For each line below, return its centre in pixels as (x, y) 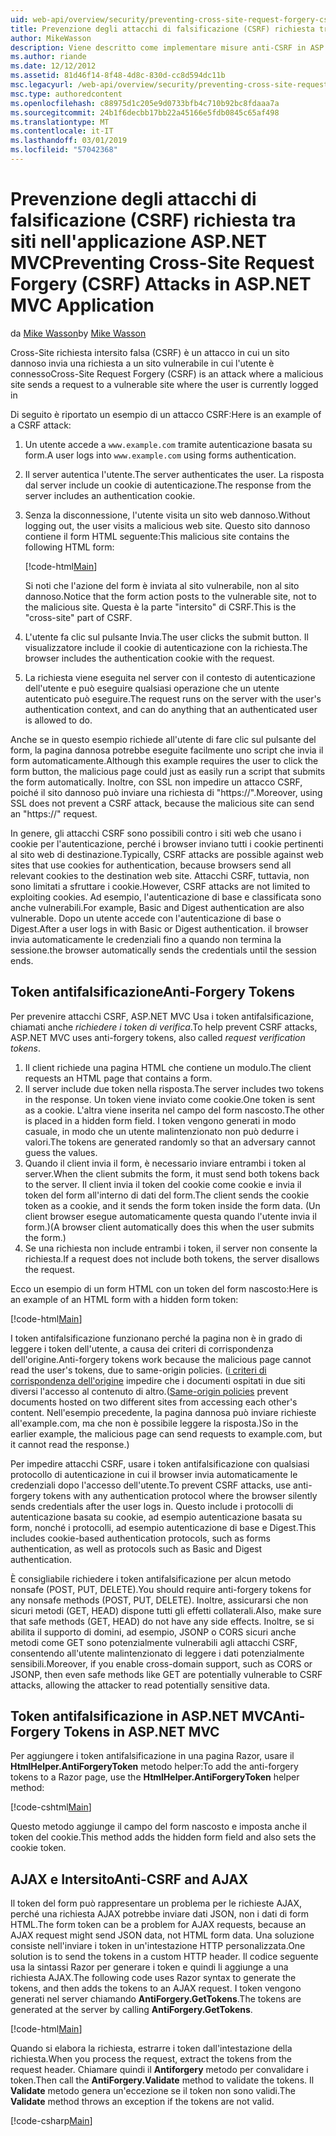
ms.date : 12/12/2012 (53, 66)
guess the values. (61, 1152)
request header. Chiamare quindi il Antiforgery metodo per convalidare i (159, 2070)
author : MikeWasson (51, 38)
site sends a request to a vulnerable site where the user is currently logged (164, 384)
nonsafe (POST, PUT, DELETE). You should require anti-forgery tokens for (161, 1589)
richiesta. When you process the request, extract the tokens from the (151, 2059)
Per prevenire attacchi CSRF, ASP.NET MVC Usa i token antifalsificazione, (162, 1016)
